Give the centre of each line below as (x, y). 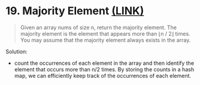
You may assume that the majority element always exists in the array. (105, 40)
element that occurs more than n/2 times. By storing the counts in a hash (104, 69)
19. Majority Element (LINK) (75, 11)
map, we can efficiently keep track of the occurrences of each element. (103, 75)
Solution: (16, 51)
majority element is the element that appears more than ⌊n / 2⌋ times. (105, 33)
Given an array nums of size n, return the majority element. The (99, 27)
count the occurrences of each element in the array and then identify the (104, 63)
